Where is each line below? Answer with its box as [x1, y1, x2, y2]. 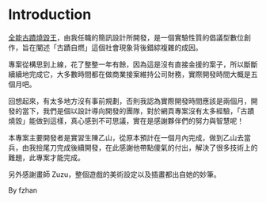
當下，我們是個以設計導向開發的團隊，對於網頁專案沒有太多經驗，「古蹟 [21, 105, 255, 116]
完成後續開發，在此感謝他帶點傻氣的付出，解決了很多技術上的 [56, 143, 258, 152]
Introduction [8, 6, 92, 24]
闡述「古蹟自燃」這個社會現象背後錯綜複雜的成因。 [35, 42, 203, 52]
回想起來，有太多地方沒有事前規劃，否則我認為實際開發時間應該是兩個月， [8, 96, 251, 105]
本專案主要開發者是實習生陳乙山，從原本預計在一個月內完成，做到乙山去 [8, 132, 244, 142]
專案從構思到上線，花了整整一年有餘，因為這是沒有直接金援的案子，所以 [8, 59, 244, 69]
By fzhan [8, 185, 38, 195]
